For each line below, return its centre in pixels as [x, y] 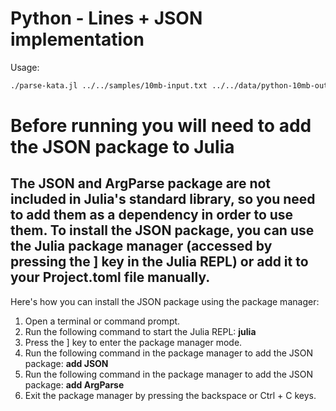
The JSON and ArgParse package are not [141, 183]
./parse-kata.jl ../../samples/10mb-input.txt [109, 85]
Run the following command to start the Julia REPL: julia [140, 331]
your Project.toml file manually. [110, 277]
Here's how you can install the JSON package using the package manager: [165, 301]
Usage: [25, 67]
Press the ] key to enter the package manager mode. [133, 342]
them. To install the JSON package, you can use [162, 230]
